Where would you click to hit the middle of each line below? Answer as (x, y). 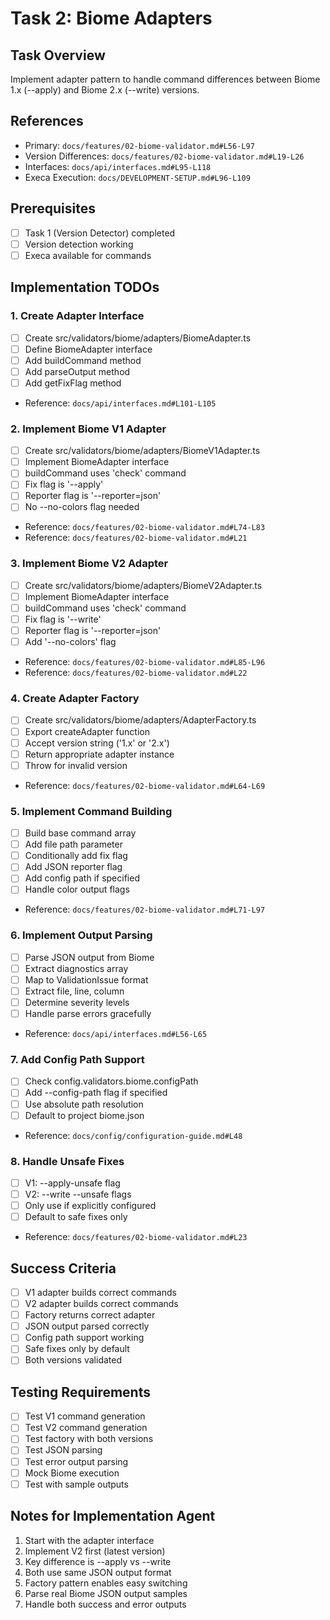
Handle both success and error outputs (105, 1604)
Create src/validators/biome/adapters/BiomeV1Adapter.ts (142, 451)
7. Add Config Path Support (77, 1060)
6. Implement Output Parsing (81, 935)
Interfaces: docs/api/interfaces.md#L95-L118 (118, 166)
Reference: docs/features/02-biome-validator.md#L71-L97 (145, 909)
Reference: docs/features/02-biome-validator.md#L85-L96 (145, 662)
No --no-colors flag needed (82, 507)
